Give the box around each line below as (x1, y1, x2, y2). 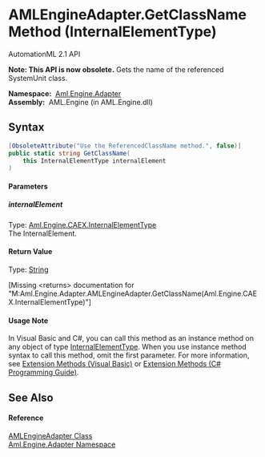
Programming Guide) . (8, 367, 79, 378)
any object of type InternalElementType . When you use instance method (8, 342, 247, 352)
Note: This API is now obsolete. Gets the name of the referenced (8, 64, 224, 74)
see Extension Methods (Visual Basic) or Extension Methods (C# (8, 359, 222, 369)
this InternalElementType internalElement (22, 156, 167, 165)
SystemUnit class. (8, 73, 68, 83)
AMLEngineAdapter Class (8, 431, 93, 440)
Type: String (8, 265, 49, 274)
